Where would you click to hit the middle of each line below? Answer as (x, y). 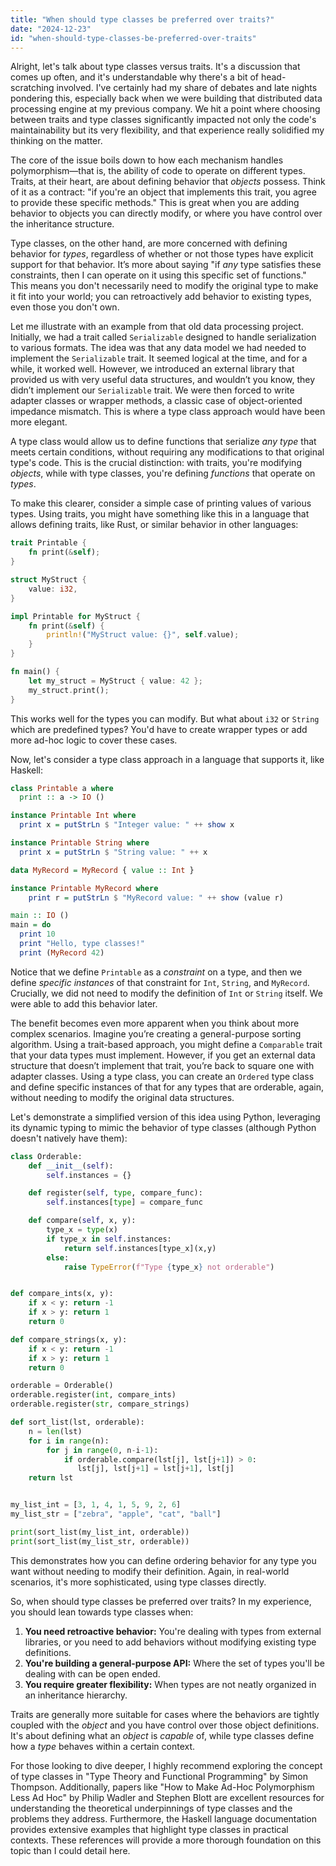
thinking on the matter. (56, 141)
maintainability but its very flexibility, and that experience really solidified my (167, 130)
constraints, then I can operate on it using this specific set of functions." (158, 275)
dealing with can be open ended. (92, 1673)
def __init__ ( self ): (71, 1166)
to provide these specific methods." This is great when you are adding (155, 203)
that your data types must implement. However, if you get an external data (163, 1055)
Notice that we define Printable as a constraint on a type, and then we (156, 972)
